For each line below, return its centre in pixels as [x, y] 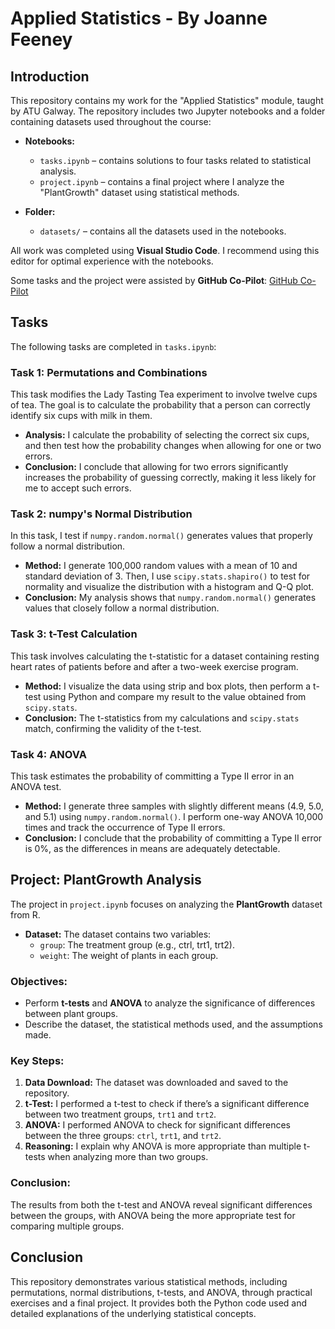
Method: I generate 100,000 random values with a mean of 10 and [161, 566]
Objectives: [39, 981]
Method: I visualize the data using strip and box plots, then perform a [168, 686]
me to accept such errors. [78, 488]
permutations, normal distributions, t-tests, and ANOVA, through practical [161, 1292]
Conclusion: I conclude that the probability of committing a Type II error [173, 838]
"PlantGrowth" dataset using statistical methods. [139, 192]
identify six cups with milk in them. [81, 416]
